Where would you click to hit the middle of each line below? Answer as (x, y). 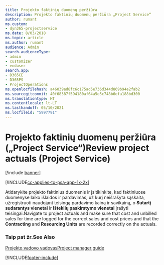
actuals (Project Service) (58, 159)
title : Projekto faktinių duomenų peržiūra (51, 10)
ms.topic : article (24, 38)
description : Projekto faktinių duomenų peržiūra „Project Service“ (78, 15)
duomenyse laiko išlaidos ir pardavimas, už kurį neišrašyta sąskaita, (75, 197)
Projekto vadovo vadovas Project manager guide (55, 248)
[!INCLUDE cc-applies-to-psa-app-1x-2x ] (47, 182)
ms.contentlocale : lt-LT (31, 103)
